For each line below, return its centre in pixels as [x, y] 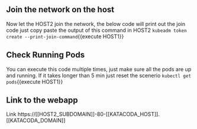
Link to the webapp [42, 100]
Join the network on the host [60, 10]
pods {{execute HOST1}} [35, 81]
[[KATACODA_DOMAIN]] [36, 121]
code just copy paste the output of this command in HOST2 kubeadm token [97, 30]
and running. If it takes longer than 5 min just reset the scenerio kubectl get [98, 75]
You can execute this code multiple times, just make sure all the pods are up [99, 69]
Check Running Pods [45, 55]
